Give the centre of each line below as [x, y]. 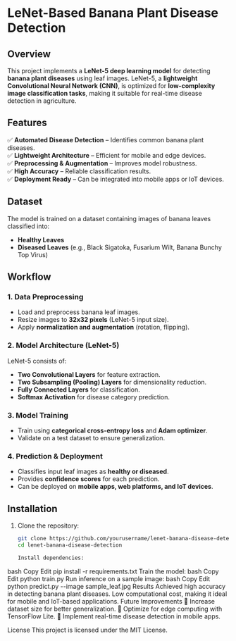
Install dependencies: [51, 558]
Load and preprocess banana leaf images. [79, 312]
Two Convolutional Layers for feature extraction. [89, 374]
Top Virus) [32, 254]
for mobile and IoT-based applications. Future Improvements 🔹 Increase [111, 601]
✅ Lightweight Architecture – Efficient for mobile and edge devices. [107, 155]
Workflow [29, 277]
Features [27, 123]
